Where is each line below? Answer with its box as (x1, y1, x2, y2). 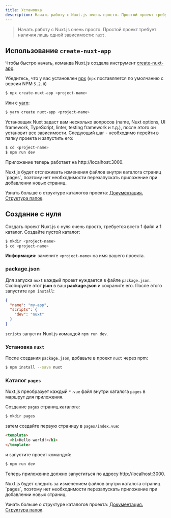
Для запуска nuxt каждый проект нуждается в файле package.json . (5, 277, 151, 283)
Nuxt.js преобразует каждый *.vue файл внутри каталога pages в (5, 388, 146, 394)
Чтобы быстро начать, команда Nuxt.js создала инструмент (5, 60, 136, 66)
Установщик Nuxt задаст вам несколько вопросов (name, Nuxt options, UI (5, 119, 165, 125)
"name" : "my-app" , (10, 302, 49, 308)
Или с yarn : (5, 100, 30, 106)
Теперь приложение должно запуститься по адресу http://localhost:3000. (5, 471, 165, 477)
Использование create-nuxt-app (5, 46, 111, 55)
